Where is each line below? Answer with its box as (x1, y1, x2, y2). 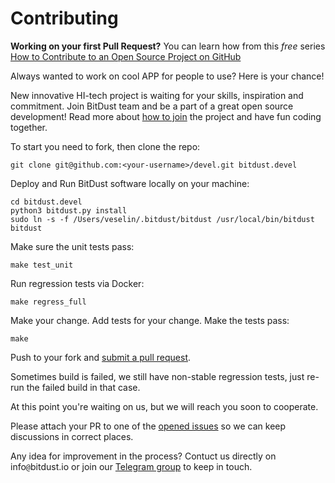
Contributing (10, 7, 119, 30)
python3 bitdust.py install (10, 205, 128, 216)
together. (10, 121, 48, 133)
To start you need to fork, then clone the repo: (10, 140, 201, 152)
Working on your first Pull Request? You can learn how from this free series (10, 40, 326, 52)
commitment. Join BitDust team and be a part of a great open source (10, 100, 294, 112)
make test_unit (10, 260, 74, 270)
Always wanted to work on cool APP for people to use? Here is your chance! (10, 70, 325, 82)
